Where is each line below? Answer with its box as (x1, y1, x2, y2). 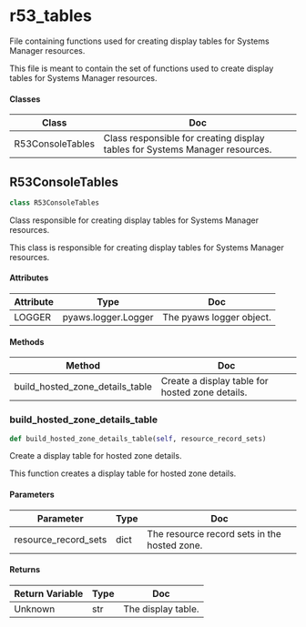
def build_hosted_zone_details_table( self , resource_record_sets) (9, 434, 267, 443)
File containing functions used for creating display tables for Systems (9, 35, 270, 46)
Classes (9, 93, 41, 105)
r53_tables (9, 5, 93, 26)
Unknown (14, 602, 56, 615)
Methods (9, 336, 45, 347)
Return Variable (14, 587, 84, 600)
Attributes (9, 272, 49, 283)
